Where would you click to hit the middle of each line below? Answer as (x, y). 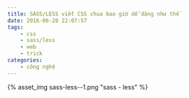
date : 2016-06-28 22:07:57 (47, 21)
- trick (31, 54)
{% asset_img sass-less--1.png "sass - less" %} (78, 87)
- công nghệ (38, 67)
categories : (25, 60)
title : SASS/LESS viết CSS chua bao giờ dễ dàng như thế (93, 14)
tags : (15, 27)
